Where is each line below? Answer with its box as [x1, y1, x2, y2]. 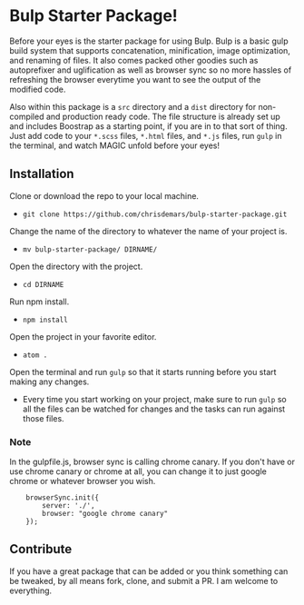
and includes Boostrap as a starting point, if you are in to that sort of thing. [9, 120, 288, 132]
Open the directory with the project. [9, 261, 143, 272]
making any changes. [9, 376, 90, 387]
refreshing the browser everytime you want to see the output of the [9, 74, 261, 84]
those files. [22, 412, 65, 423]
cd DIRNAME [22, 280, 64, 289]
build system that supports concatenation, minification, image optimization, [9, 45, 290, 55]
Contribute [9, 541, 73, 557]
